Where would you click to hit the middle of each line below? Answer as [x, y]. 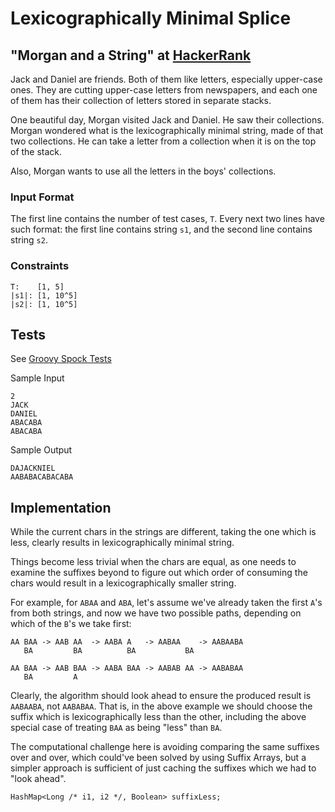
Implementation [61, 507]
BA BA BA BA [109, 651]
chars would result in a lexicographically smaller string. [123, 583]
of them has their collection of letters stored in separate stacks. [141, 100]
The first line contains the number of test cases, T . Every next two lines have [167, 219]
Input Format [42, 197]
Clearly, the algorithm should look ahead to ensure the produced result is [161, 696]
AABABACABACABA [42, 477]
